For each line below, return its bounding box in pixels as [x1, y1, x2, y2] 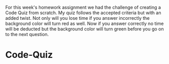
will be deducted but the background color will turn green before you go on [5, 26, 164, 32]
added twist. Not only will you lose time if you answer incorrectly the [5, 15, 150, 21]
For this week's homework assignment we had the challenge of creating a [5, 5, 161, 10]
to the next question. [5, 31, 49, 37]
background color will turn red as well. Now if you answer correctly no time [5, 20, 164, 26]
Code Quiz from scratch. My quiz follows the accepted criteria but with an [5, 10, 161, 16]
